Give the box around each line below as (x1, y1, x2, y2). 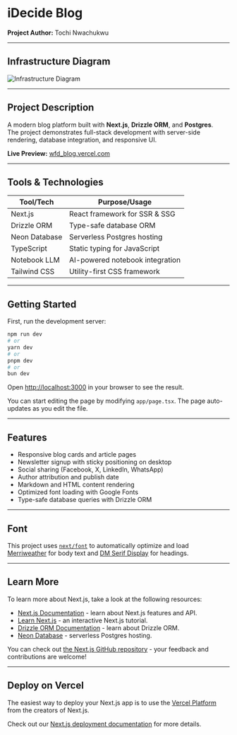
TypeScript (11, 244, 47, 253)
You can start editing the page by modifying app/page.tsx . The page (7, 397, 206, 405)
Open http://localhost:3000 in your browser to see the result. (7, 383, 185, 392)
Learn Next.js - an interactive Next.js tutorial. (17, 616, 148, 625)
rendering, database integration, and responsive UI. (7, 135, 157, 144)
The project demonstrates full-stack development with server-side (7, 127, 201, 136)
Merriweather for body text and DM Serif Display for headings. (7, 549, 189, 557)
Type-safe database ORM (69, 221, 156, 231)
